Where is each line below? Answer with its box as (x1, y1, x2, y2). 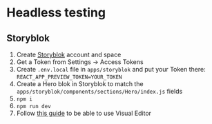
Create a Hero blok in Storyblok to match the (16, 80, 144, 87)
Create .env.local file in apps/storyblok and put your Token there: (16, 65, 206, 73)
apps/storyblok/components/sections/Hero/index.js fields (16, 87, 183, 95)
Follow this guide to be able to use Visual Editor (16, 109, 152, 117)
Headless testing (6, 5, 106, 21)
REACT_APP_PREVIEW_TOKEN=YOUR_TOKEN (16, 74, 122, 81)
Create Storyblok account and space (16, 50, 122, 59)
